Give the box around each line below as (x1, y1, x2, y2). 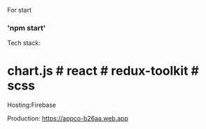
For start (7, 6, 32, 14)
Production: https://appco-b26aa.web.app (7, 114, 129, 123)
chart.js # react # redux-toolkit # (7, 63, 200, 79)
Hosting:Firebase (7, 101, 57, 110)
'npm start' (7, 23, 47, 33)
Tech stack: (7, 39, 40, 47)
